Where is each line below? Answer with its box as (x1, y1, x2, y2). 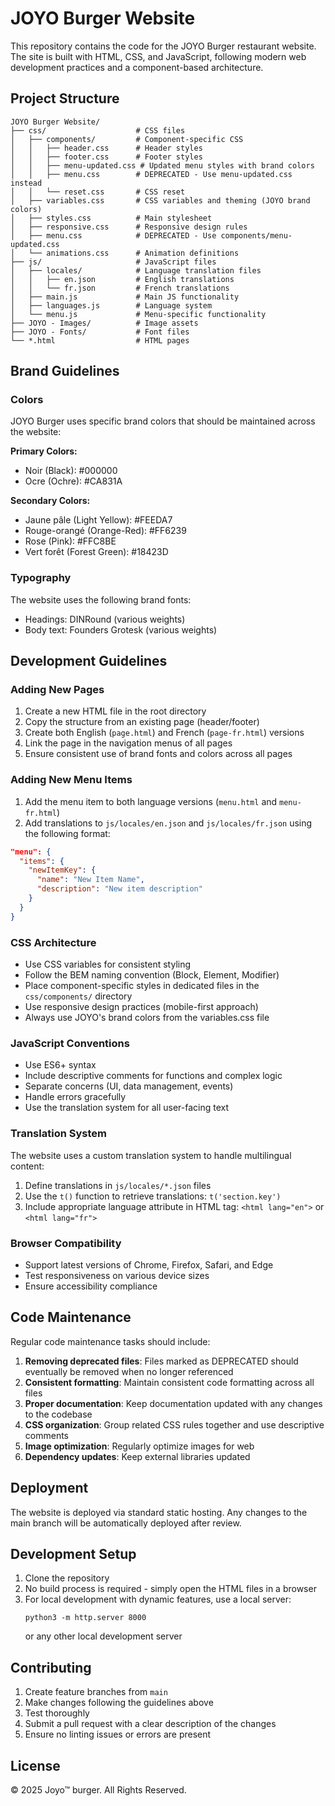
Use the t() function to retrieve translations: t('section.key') (24, 1190, 282, 1202)
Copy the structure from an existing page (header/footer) (24, 716, 260, 728)
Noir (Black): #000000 (24, 465, 118, 477)
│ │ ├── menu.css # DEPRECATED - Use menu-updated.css (10, 169, 293, 179)
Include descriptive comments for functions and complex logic (24, 1070, 283, 1082)
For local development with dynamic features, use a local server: (24, 1593, 292, 1606)
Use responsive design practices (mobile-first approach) (24, 1001, 259, 1013)
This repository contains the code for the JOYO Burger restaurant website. (10, 40, 317, 52)
